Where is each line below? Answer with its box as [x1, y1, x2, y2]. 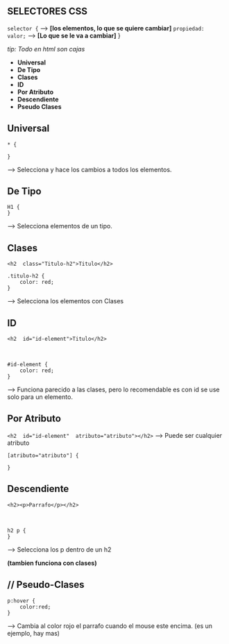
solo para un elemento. [7, 393, 73, 401]
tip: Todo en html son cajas [7, 44, 85, 53]
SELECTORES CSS [7, 6, 88, 17]
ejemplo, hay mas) [7, 629, 60, 637]
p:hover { [7, 597, 36, 604]
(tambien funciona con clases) [7, 559, 97, 567]
